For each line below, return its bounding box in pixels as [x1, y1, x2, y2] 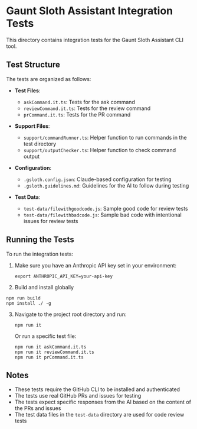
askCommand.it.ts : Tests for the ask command [23, 98, 136, 105]
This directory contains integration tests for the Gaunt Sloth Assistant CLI [6, 36, 184, 43]
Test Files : [14, 87, 41, 94]
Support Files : [14, 122, 50, 130]
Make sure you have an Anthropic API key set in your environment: [14, 262, 177, 269]
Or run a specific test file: [14, 333, 77, 340]
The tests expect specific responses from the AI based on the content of [14, 398, 192, 406]
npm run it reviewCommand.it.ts [14, 349, 94, 355]
